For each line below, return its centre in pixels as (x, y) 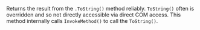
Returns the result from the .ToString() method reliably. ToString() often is (100, 9)
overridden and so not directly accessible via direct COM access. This (94, 15)
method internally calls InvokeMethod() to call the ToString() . (82, 21)
